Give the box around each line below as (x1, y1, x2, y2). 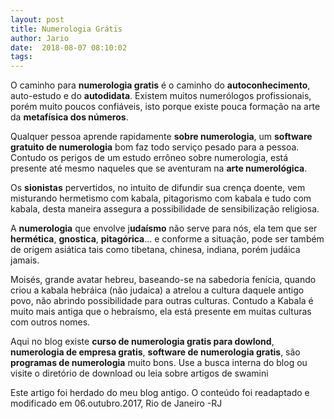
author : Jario (10, 33, 70, 43)
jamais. (10, 254, 40, 266)
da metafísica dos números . (10, 111, 129, 123)
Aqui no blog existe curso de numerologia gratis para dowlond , (10, 336, 275, 348)
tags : (10, 52, 33, 62)
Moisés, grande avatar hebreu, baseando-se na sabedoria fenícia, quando (10, 274, 317, 286)
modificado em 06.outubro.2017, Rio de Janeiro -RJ (10, 397, 223, 410)
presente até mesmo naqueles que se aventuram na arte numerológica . (10, 162, 308, 175)
